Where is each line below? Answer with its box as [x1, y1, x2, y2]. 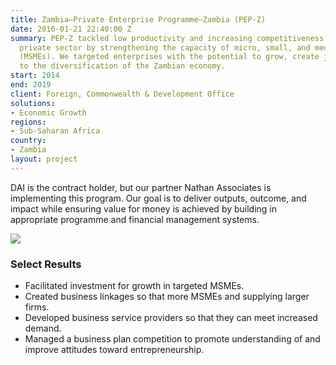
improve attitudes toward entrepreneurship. [24, 344, 205, 356]
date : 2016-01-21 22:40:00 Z [10, 24, 132, 34]
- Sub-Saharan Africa [10, 126, 101, 136]
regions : [10, 117, 47, 127]
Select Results [10, 257, 82, 271]
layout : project [10, 154, 78, 164]
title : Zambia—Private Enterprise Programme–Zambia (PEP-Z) [10, 14, 267, 25]
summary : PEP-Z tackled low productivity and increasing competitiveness [10, 33, 325, 43]
